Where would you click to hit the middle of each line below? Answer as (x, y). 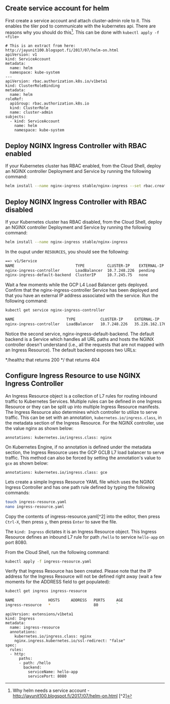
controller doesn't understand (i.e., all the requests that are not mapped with (85, 344)
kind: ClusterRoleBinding (32, 86)
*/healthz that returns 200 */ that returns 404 (53, 360)
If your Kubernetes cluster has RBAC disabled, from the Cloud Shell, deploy (84, 222)
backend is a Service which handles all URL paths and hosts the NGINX (80, 339)
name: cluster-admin (31, 113)
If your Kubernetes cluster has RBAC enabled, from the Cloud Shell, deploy (83, 166)
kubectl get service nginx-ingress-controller (55, 310)
